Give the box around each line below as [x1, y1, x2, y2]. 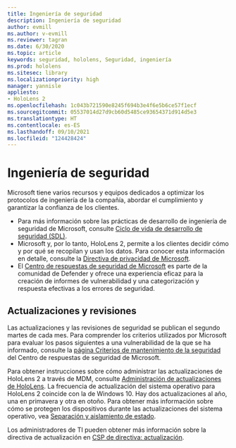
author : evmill [7, 23, 52, 30]
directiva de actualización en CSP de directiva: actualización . [7, 433, 185, 441]
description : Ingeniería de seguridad [7, 17, 121, 24]
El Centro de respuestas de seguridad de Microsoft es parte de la [17, 262, 208, 270]
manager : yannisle [7, 82, 61, 89]
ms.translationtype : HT [7, 115, 77, 122]
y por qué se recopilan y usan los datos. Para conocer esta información [17, 247, 225, 256]
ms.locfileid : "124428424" [7, 135, 87, 142]
